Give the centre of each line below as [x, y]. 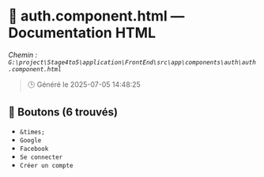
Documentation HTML [82, 33]
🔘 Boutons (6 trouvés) [63, 113]
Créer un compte [46, 165]
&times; [32, 132]
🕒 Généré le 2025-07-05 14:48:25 [84, 84]
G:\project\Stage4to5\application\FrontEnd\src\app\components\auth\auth [132, 62]
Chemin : [23, 55]
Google [30, 140]
